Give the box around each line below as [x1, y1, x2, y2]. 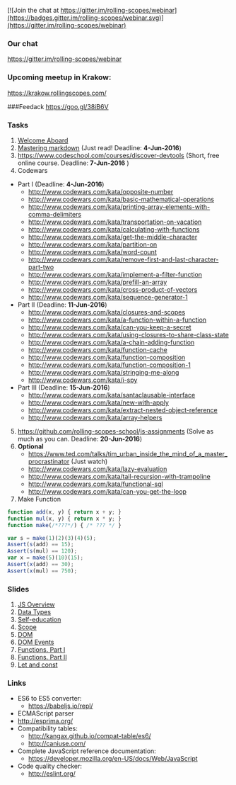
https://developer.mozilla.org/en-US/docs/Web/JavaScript [28, 755, 198, 763]
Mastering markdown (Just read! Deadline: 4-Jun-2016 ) [17, 143, 182, 152]
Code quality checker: [17, 762, 83, 771]
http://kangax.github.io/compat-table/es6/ [28, 732, 152, 740]
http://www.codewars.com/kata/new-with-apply [28, 398, 170, 407]
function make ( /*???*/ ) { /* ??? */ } [7, 521, 122, 529]
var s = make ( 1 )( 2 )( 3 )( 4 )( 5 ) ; [7, 534, 97, 541]
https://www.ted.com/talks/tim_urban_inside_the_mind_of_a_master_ [28, 449, 228, 458]
